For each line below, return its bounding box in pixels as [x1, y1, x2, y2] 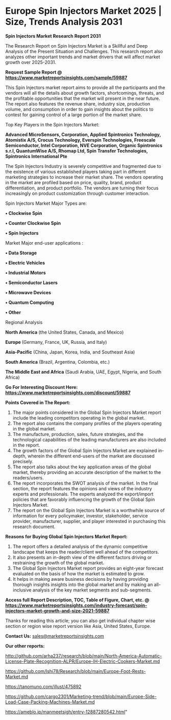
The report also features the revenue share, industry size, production [5, 100, 151, 107]
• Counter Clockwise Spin [5, 220, 61, 226]
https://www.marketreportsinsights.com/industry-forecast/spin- [5, 602, 148, 608]
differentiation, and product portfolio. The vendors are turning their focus [5, 185, 159, 191]
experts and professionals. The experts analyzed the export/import [12, 491, 154, 497]
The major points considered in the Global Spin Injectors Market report [12, 409, 161, 416]
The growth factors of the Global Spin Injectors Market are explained [12, 447, 157, 453]
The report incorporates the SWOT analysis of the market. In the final [12, 480, 158, 486]
